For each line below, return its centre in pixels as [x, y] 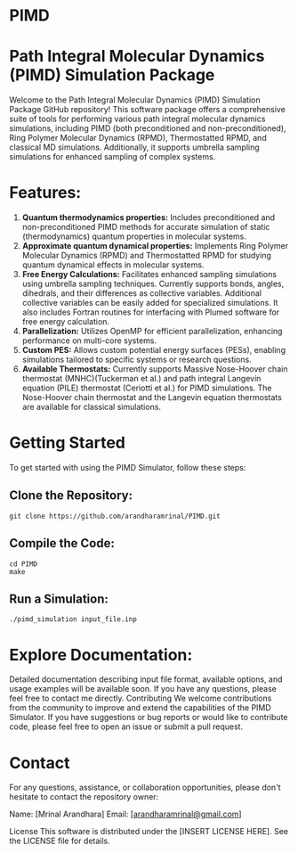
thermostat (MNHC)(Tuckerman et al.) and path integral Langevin [141, 379]
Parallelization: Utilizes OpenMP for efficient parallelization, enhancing [152, 332]
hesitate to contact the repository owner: [84, 797]
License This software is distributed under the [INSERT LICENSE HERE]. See [149, 832]
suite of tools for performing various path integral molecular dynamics [137, 119]
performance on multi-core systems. [89, 340]
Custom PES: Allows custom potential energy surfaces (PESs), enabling [154, 350]
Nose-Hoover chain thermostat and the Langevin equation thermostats [152, 398]
